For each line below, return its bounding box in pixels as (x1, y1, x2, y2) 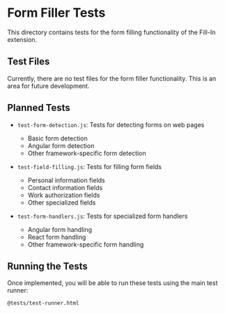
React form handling (27, 233, 86, 241)
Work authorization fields (27, 191, 100, 199)
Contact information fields (27, 183, 103, 191)
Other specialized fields (27, 198, 96, 207)
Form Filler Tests (7, 5, 106, 21)
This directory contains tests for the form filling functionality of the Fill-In (7, 28, 216, 36)
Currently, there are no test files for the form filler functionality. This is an (7, 74, 217, 82)
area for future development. (7, 82, 90, 90)
